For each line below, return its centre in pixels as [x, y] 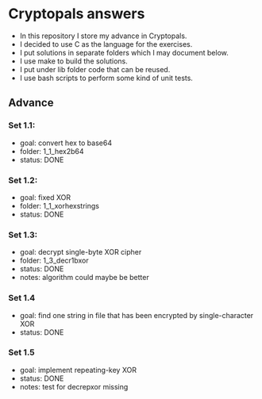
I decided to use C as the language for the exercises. [106, 44]
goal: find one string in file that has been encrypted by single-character [137, 315]
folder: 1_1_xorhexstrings [59, 205]
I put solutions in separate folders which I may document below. [124, 52]
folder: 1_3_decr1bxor [54, 261]
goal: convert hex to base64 [66, 143]
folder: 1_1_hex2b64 [52, 151]
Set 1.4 [22, 298]
